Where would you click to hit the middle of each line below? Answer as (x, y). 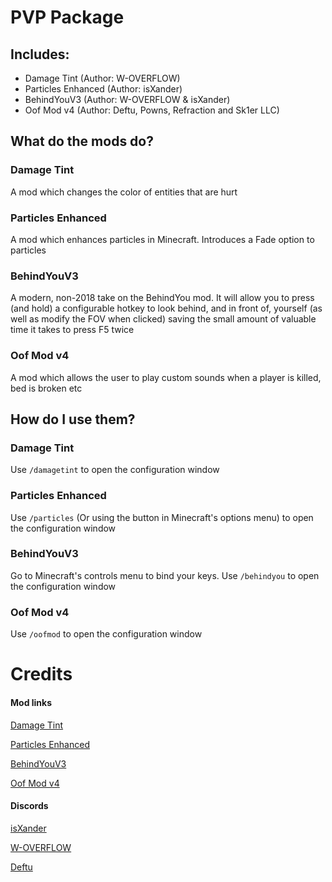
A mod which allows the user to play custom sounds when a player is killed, (166, 377)
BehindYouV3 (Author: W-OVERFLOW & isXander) (127, 99)
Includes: (40, 54)
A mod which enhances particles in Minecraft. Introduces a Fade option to (162, 239)
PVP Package (67, 17)
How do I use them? (73, 419)
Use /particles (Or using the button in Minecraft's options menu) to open (162, 517)
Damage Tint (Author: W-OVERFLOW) (102, 78)
